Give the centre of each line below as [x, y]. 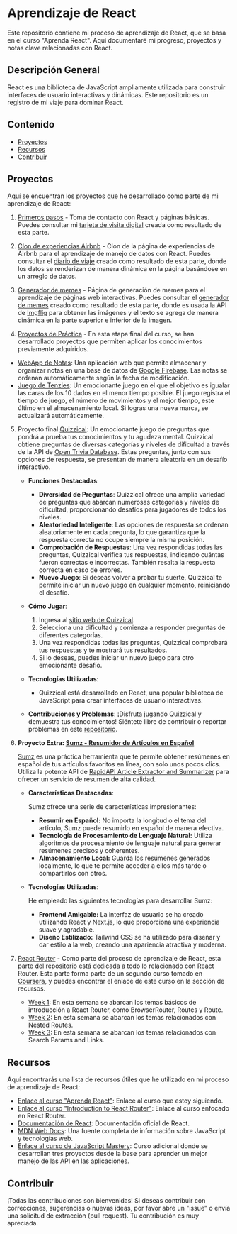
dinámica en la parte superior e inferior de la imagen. [94, 320]
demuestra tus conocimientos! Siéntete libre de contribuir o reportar [127, 722]
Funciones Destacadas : [63, 481]
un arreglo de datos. [47, 276]
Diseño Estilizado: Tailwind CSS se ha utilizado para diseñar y [129, 937]
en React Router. [42, 1116]
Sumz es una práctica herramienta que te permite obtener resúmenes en [123, 756]
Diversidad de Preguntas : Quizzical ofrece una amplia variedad [132, 495]
